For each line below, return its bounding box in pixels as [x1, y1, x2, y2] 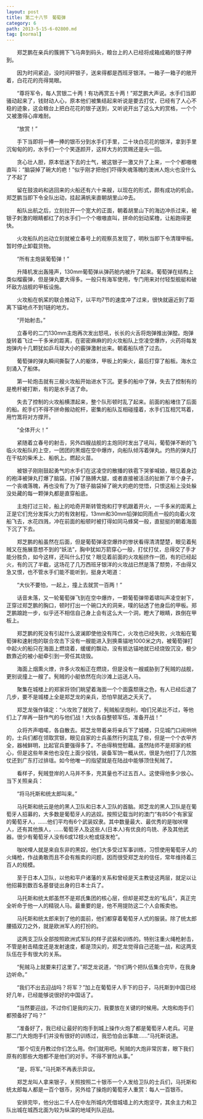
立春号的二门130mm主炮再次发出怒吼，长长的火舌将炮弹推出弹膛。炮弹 [16, 329, 194, 336]
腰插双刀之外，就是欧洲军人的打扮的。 [6, 922, 101, 930]
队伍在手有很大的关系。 [6, 951, 65, 958]
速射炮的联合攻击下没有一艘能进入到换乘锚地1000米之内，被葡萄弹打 [22, 637, 193, 645]
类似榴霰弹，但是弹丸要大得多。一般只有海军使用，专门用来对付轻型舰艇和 [6, 276, 192, 283]
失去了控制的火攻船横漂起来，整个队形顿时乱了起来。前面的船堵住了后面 [16, 398, 197, 405]
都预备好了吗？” [6, 1012, 47, 1019]
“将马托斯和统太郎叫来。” [16, 790, 77, 798]
